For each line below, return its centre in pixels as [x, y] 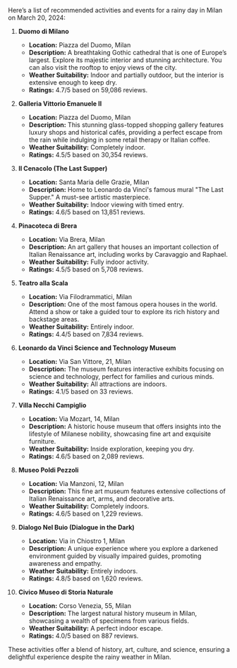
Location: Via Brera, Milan [67, 239]
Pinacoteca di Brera [48, 226]
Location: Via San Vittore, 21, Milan [80, 362]
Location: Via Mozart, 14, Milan [74, 419]
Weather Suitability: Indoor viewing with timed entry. [106, 205]
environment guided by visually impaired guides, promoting [115, 556]
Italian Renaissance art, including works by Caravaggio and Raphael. [128, 254]
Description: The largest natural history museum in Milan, [113, 613]
